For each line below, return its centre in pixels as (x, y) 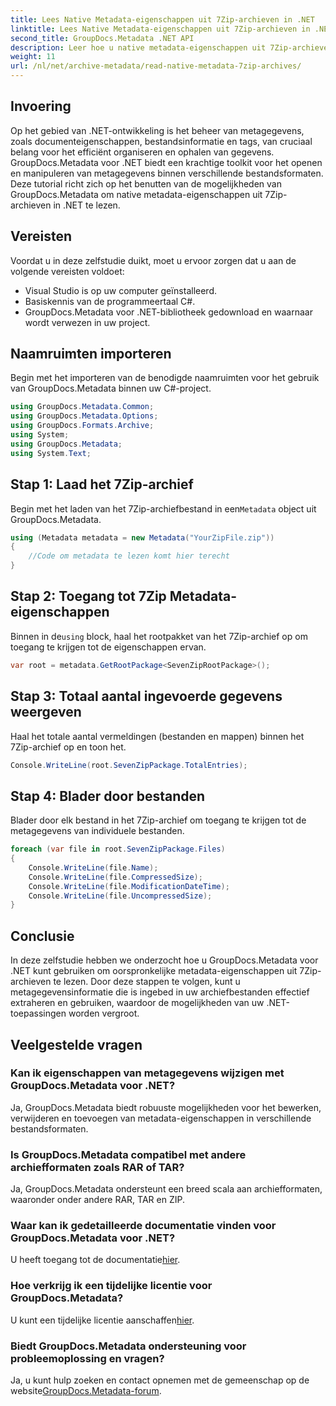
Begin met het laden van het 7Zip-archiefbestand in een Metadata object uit (163, 508)
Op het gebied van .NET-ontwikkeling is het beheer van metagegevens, (157, 130)
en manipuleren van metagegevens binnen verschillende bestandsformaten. (167, 173)
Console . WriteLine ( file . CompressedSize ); (115, 877)
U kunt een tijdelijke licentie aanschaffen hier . (102, 1320)
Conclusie (42, 936)
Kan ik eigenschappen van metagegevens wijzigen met (147, 1073)
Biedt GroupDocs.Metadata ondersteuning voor (128, 1346)
